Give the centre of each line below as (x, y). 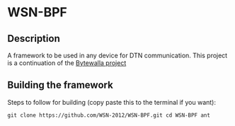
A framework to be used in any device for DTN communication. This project (117, 55)
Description (34, 39)
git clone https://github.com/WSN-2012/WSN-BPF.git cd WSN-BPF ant (109, 115)
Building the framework (60, 85)
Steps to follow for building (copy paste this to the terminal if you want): (112, 102)
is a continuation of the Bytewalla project (67, 63)
